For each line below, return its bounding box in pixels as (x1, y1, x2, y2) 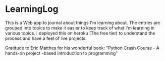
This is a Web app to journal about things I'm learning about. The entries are (5, 20, 161, 26)
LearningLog (5, 3, 58, 15)
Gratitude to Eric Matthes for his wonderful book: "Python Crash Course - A (5, 45, 160, 51)
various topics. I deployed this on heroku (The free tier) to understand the (5, 30, 155, 36)
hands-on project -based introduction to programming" (5, 50, 118, 56)
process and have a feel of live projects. (5, 35, 87, 41)
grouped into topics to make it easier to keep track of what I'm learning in (5, 25, 155, 30)
